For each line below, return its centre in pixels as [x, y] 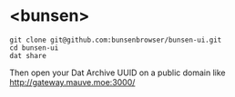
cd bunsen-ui [34, 48]
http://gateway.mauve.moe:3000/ [72, 82]
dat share [28, 55]
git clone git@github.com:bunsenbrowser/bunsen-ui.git [116, 40]
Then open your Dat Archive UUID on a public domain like [117, 73]
